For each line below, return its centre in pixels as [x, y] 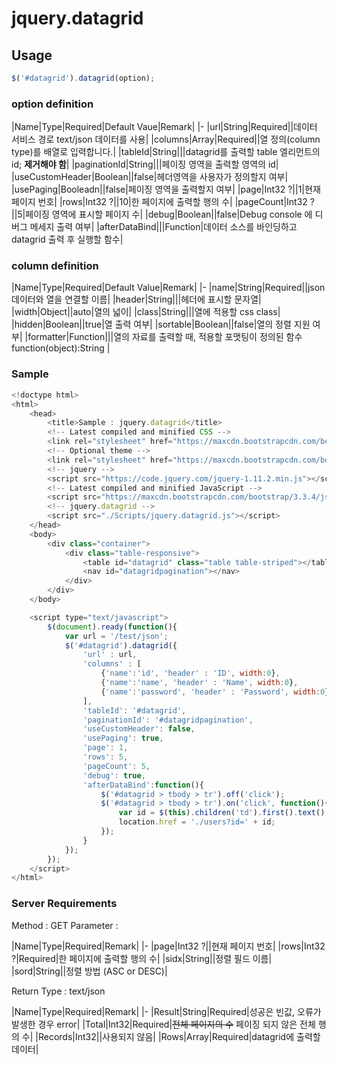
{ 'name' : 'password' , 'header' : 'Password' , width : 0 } [215, 692]
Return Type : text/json [58, 991]
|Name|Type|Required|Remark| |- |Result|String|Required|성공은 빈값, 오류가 [166, 1011]
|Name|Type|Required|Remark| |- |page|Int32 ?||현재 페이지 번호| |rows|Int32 [168, 946]
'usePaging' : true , [123, 738]
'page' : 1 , [105, 748]
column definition [55, 266]
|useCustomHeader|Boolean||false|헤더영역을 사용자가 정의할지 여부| [150, 177]
